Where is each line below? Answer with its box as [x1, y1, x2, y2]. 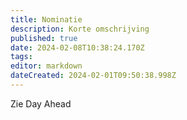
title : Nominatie [10, 14, 83, 25]
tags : [10, 52, 33, 62]
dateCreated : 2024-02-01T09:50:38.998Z [10, 71, 177, 81]
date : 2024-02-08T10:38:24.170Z [10, 42, 145, 53]
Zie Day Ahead [10, 97, 72, 110]
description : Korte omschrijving [10, 24, 150, 34]
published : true [10, 33, 78, 43]
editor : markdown [10, 61, 83, 71]
